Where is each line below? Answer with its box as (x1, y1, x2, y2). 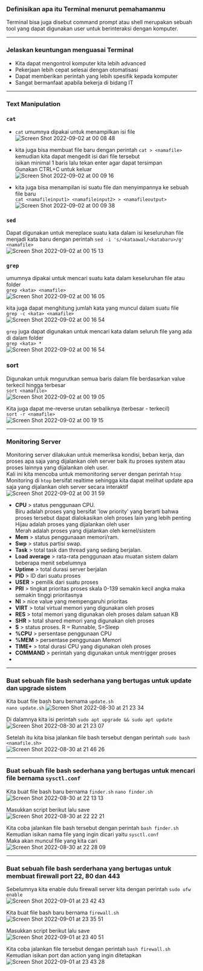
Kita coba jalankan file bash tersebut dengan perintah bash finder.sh (6, 824, 179, 831)
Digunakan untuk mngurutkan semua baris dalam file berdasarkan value (6, 374, 185, 382)
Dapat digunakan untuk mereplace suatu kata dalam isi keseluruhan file (6, 229, 184, 237)
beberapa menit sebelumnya (14, 559, 86, 566)
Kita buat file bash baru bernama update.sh (6, 698, 114, 705)
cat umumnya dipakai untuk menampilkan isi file (14, 128, 135, 135)
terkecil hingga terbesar (6, 381, 66, 388)
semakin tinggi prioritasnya (14, 592, 83, 598)
